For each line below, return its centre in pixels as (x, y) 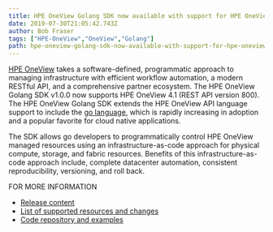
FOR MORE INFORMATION (53, 187)
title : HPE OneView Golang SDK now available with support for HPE (125, 16)
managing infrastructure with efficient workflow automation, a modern (126, 78)
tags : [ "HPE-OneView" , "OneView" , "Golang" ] (81, 39)
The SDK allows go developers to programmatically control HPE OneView (131, 137)
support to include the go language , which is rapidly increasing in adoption (133, 112)
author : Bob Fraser (41, 31)
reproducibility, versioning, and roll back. (77, 171)
